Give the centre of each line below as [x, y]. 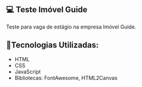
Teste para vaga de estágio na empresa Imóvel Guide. [71, 27]
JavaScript [28, 71]
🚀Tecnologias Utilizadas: [52, 45]
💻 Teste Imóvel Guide [47, 10]
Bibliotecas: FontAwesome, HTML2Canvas [66, 78]
